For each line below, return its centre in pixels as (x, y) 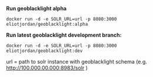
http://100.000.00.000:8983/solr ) (47, 68)
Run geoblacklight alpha (36, 8)
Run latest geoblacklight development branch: (64, 35)
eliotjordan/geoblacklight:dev (44, 51)
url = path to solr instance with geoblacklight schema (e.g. (76, 62)
